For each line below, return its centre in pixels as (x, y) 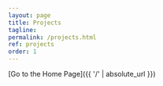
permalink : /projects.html (52, 37)
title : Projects (35, 23)
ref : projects (31, 45)
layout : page (30, 15)
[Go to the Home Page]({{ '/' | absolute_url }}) (82, 74)
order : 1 (22, 52)
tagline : (22, 30)
